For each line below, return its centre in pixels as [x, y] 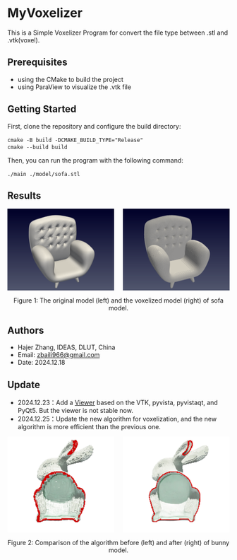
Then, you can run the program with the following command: [95, 160]
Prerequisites [37, 63]
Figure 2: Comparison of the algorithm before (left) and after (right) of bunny [119, 543]
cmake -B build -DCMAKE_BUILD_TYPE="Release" [75, 140]
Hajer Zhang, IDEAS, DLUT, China [66, 347]
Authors [26, 330]
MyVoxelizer [45, 13]
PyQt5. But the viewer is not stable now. [75, 410]
